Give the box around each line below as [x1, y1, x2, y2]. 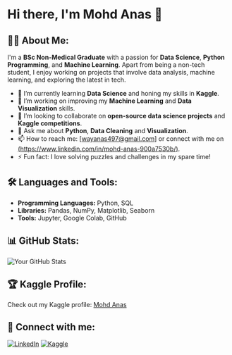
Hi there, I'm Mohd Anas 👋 [7, 6, 163, 23]
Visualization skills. [17, 104, 75, 112]
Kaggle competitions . [17, 119, 83, 127]
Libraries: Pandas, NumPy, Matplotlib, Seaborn [17, 206, 155, 214]
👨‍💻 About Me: [7, 35, 69, 46]
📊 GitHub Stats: [7, 235, 80, 247]
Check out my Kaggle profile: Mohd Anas [7, 301, 127, 309]
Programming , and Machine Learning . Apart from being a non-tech [7, 61, 205, 69]
